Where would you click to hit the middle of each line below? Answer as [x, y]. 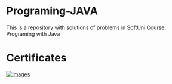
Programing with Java [33, 33]
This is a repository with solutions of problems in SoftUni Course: [86, 27]
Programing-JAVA [52, 11]
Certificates [36, 58]
